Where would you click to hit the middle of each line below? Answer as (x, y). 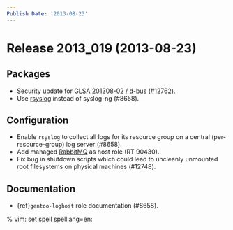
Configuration (38, 121)
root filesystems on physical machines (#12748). (86, 167)
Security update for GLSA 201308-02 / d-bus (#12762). (96, 91)
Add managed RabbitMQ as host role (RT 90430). (88, 152)
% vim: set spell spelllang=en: (50, 219)
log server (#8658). (94, 145)
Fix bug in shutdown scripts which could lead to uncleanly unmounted (117, 159)
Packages (28, 74)
